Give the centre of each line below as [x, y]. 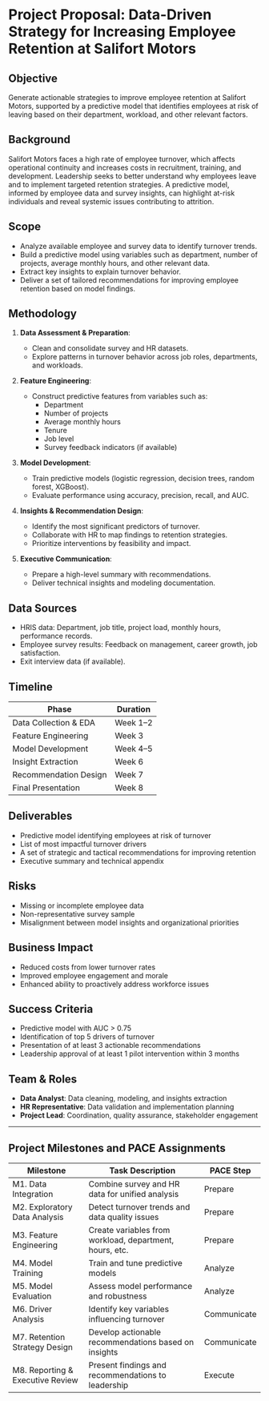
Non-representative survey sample [77, 913]
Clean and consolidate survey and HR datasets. [110, 348]
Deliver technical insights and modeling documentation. [124, 583]
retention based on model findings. [78, 288]
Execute [219, 1375]
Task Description [143, 1170]
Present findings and [127, 1365]
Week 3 [129, 736]
